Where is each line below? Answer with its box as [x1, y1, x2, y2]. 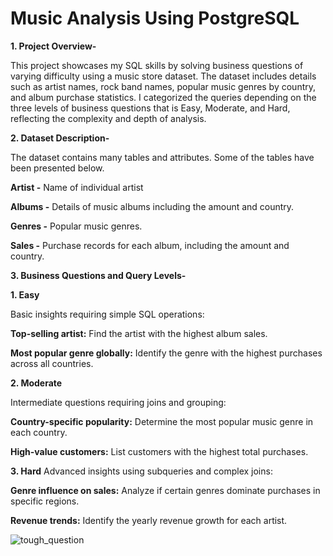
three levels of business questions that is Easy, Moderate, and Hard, [10, 102, 291, 114]
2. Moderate [10, 377, 63, 389]
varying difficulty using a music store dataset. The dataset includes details [10, 70, 317, 82]
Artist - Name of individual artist [10, 181, 144, 193]
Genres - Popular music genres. [10, 220, 143, 232]
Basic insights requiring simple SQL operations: [10, 308, 205, 320]
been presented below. [10, 162, 105, 174]
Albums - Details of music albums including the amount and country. [10, 200, 295, 212]
